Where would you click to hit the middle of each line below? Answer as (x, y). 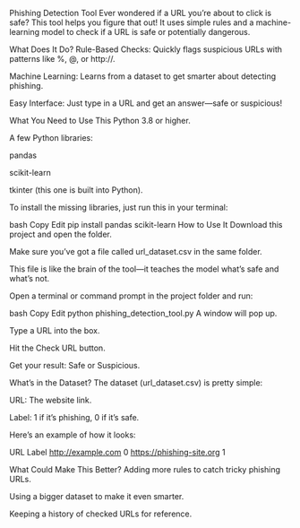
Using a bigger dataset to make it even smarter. (97, 496)
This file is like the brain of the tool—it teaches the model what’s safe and (144, 269)
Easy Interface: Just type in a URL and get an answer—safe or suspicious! (146, 103)
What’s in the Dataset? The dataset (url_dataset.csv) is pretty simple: (136, 383)
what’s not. (30, 278)
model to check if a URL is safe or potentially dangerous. (146, 32)
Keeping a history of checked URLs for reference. (101, 514)
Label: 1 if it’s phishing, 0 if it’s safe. (74, 417)
